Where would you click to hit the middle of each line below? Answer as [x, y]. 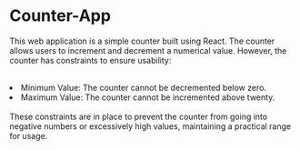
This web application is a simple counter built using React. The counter [142, 41]
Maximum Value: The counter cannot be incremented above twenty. [148, 97]
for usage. [29, 135]
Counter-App [60, 16]
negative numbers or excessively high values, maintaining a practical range [150, 126]
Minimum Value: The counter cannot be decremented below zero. [144, 87]
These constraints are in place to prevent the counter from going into [139, 116]
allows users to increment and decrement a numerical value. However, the [148, 50]
